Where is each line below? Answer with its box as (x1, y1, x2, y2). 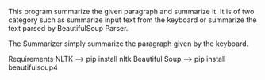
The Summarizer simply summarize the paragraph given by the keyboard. (8, 39, 249, 48)
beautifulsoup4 (8, 63, 58, 72)
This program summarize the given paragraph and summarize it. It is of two (8, 7, 255, 16)
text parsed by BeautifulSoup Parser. (8, 24, 129, 32)
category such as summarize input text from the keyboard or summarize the (8, 15, 257, 25)
